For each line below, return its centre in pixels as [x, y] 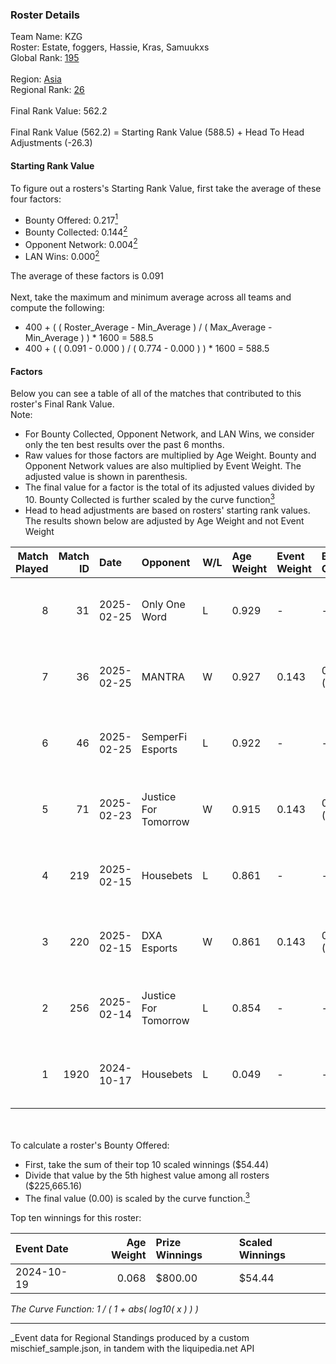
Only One [163, 604]
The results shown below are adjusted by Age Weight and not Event [164, 520]
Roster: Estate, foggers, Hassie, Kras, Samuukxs [110, 47]
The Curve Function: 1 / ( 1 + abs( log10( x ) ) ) [104, 1309]
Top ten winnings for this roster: [76, 1217]
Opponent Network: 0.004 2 [81, 243]
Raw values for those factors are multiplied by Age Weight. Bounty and [170, 455]
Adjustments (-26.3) [51, 143]
